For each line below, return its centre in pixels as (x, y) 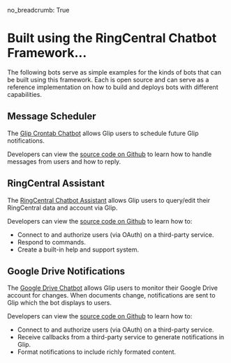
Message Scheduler (52, 117)
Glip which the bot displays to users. (59, 303)
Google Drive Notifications (66, 271)
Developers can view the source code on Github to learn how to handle (110, 154)
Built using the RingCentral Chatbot (112, 38)
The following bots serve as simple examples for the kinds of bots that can (114, 72)
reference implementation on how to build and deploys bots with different (113, 87)
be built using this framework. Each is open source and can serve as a (108, 79)
